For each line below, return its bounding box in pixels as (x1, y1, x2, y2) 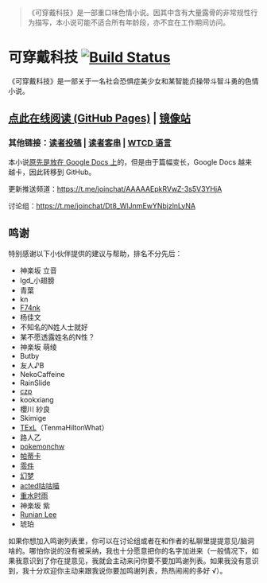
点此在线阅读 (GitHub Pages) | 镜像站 (8, 111, 191, 126)
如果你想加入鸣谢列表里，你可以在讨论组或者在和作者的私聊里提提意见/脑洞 (8, 536, 255, 546)
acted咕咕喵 (19, 481, 60, 491)
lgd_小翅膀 (19, 276, 55, 286)
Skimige (19, 414, 47, 423)
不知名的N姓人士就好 (19, 322, 89, 332)
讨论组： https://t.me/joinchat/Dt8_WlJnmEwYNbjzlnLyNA (8, 200, 196, 210)
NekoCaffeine (19, 370, 65, 379)
